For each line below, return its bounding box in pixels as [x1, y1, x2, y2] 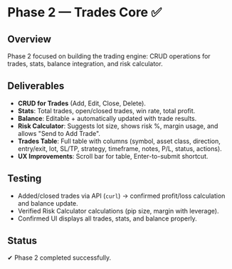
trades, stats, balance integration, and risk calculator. [7, 60, 163, 68]
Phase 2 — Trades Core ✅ [7, 4, 162, 21]
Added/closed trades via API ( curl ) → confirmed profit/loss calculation [17, 191, 226, 200]
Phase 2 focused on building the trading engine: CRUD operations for [7, 52, 211, 60]
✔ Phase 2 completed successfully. [7, 253, 112, 262]
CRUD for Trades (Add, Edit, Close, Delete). [17, 99, 146, 107]
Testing [7, 172, 42, 185]
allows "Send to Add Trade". [17, 129, 101, 137]
